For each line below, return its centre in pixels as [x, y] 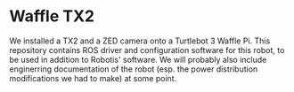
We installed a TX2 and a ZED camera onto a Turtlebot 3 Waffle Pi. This [140, 41]
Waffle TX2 [52, 16]
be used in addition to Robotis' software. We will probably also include [138, 59]
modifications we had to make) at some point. [93, 78]
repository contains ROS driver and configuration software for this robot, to [147, 50]
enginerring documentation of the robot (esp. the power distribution [134, 69]
